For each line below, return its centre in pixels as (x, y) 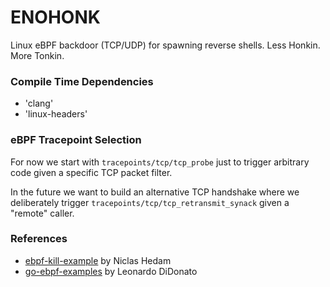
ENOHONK (55, 17)
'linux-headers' (56, 114)
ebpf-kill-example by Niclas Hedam (98, 260)
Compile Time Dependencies (82, 81)
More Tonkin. (37, 55)
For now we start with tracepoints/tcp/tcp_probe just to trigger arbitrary (160, 162)
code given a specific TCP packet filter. (91, 172)
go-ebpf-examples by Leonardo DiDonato (111, 271)
